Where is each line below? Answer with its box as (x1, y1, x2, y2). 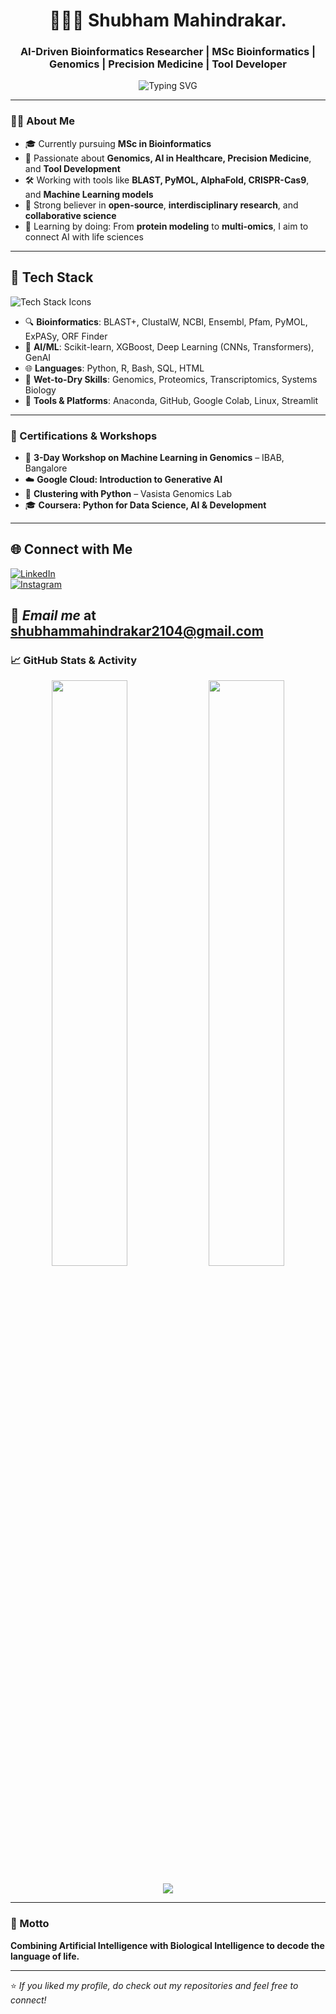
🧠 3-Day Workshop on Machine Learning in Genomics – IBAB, (24, 451, 285, 463)
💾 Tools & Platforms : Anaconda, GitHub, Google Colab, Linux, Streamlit (24, 394, 319, 406)
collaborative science (24, 209, 117, 221)
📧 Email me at (10, 607, 97, 624)
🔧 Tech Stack (10, 269, 94, 286)
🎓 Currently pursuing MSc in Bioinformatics (24, 137, 212, 149)
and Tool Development (24, 162, 121, 174)
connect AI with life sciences (24, 230, 144, 243)
